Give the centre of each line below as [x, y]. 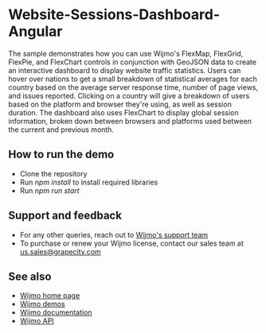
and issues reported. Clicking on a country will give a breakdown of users [129, 95]
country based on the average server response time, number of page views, [133, 87]
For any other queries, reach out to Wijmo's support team [114, 234]
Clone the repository [53, 173]
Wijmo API [37, 321]
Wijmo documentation [56, 312]
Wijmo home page [50, 296]
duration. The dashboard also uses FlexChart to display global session [123, 112]
